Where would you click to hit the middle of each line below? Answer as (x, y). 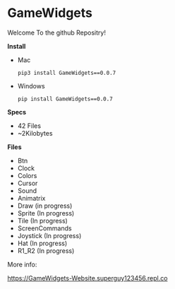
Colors (27, 175)
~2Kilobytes (35, 133)
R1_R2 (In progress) (46, 250)
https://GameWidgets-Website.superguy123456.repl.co (87, 278)
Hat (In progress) (42, 243)
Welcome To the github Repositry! (56, 33)
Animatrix (31, 198)
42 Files (29, 126)
